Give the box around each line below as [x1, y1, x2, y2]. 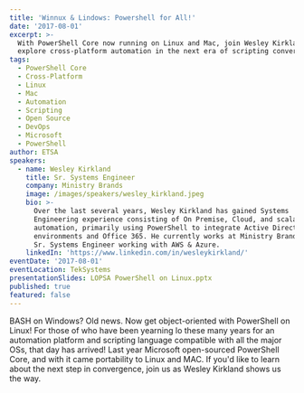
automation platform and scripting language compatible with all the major [9, 334, 282, 345]
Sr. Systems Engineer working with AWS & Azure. [33, 240, 221, 249]
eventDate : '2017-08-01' [9, 257, 103, 267]
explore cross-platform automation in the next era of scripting [17, 47, 270, 56]
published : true [9, 282, 71, 291]
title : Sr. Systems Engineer [25, 173, 136, 182]
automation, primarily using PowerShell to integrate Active [33, 223, 270, 232]
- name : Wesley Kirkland [17, 164, 111, 173]
